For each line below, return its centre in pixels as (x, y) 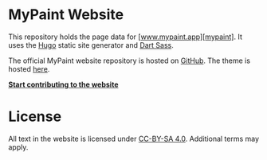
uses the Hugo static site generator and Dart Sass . (91, 45)
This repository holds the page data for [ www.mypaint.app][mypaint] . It (126, 37)
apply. (18, 147)
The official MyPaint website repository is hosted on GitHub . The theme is (130, 60)
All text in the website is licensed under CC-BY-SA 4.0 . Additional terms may (134, 139)
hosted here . (29, 68)
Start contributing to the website (63, 84)
